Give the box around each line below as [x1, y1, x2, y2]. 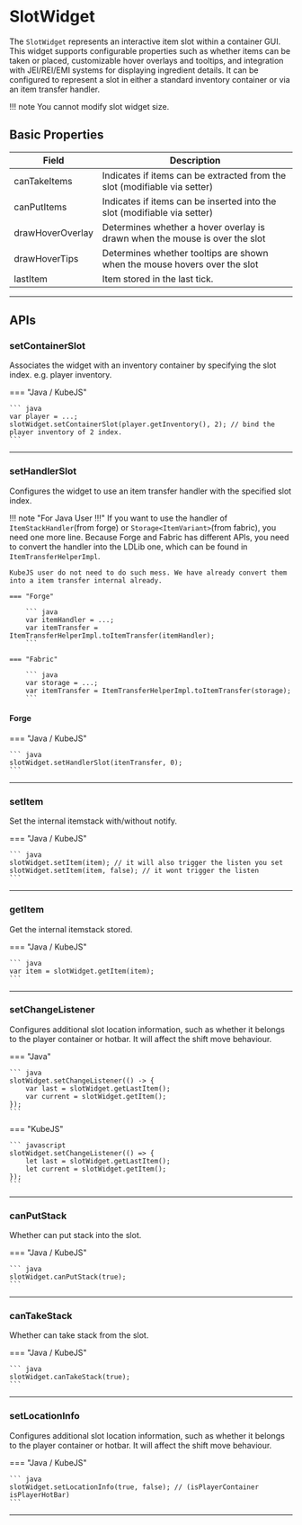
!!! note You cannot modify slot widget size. [9, 101, 170, 111]
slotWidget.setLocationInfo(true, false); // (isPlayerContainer [9, 1482, 259, 1492]
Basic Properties [9, 128, 104, 143]
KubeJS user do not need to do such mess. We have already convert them [9, 568, 288, 577]
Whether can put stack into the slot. [9, 1230, 142, 1241]
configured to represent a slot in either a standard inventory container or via [9, 74, 290, 85]
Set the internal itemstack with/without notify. [9, 816, 178, 826]
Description [169, 154, 221, 166]
